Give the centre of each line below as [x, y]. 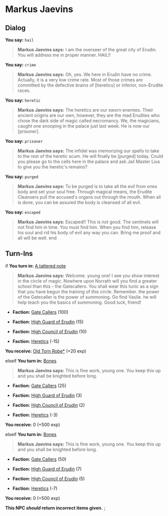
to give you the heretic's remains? [52, 167]
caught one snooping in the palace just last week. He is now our [83, 126]
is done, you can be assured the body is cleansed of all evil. [79, 202]
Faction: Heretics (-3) [35, 415]
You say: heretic [23, 100]
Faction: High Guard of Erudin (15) [48, 322]
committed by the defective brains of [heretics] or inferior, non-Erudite [90, 85]
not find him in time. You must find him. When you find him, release [87, 227]
